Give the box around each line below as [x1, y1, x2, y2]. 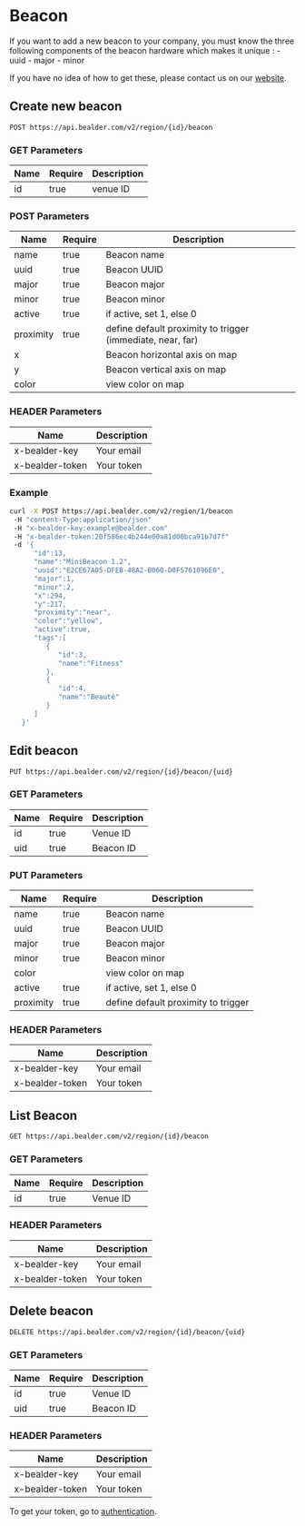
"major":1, [33, 574, 75, 583]
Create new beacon [9, 99, 123, 114]
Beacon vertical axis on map [105, 363, 227, 376]
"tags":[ [33, 633, 67, 643]
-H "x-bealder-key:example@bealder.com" [13, 523, 169, 532]
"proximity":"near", [33, 608, 112, 618]
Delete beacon [9, 1303, 93, 1319]
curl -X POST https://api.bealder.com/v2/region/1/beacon [9, 506, 233, 516]
